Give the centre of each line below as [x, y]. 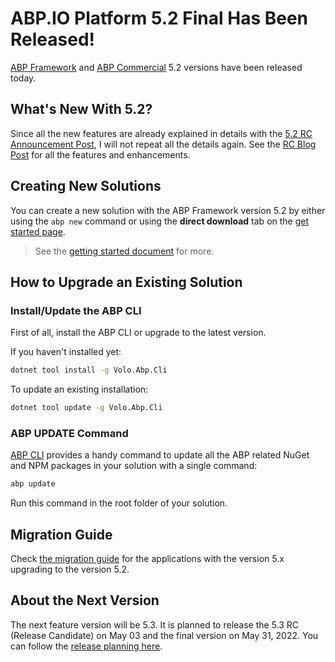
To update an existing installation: [79, 389]
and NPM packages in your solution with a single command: [134, 466]
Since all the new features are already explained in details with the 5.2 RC [161, 133]
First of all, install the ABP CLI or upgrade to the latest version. [138, 333]
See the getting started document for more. [124, 251]
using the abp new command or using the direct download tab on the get [160, 221]
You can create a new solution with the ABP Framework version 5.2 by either [168, 210]
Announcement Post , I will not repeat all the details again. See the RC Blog [163, 144]
